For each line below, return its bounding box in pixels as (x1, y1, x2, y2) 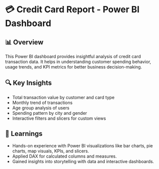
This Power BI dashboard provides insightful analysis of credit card (5, 54, 141, 59)
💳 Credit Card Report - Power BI (5, 4, 140, 15)
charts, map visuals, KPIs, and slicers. (12, 148, 90, 154)
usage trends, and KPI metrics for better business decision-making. (5, 64, 142, 69)
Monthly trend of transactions (12, 100, 73, 105)
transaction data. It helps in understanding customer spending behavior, (5, 59, 152, 65)
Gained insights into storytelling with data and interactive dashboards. (12, 158, 154, 164)
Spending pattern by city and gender (12, 110, 87, 116)
